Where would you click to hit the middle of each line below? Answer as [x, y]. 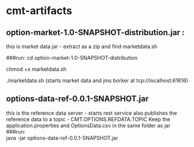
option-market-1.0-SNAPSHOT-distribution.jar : [95, 33]
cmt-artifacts [39, 11]
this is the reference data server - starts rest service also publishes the [92, 113]
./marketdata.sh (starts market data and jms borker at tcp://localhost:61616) [97, 81]
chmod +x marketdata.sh [36, 69]
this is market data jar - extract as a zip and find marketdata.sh [82, 46]
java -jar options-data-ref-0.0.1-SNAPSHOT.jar [62, 138]
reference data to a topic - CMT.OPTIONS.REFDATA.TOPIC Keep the [88, 119]
